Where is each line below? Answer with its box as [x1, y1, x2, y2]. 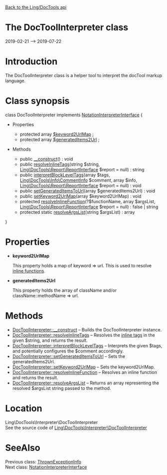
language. [5, 78, 26, 84]
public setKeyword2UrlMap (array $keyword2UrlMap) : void [19, 193, 142, 199]
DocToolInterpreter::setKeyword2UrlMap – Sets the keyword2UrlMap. [12, 364, 156, 370]
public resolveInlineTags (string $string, [19, 161, 100, 167]
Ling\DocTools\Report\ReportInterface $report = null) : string [19, 166, 145, 172]
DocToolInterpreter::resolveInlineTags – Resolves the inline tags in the [12, 332, 156, 338]
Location [5, 402, 42, 414]
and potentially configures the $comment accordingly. [12, 348, 124, 354]
